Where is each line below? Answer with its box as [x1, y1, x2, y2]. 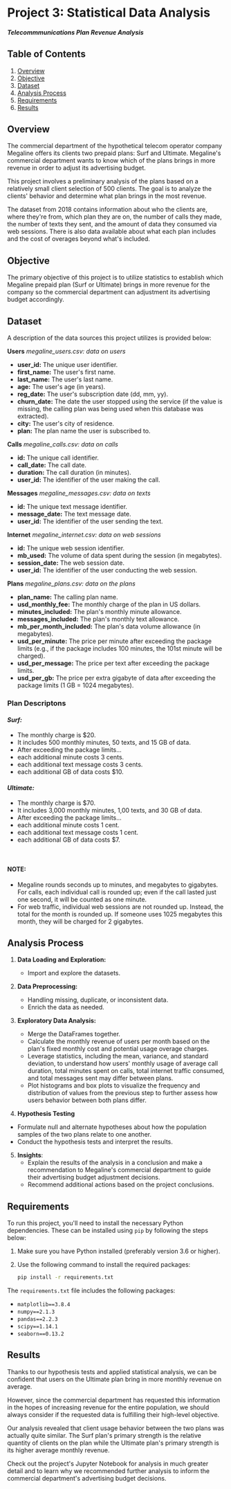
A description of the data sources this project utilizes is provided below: [7, 334, 212, 342]
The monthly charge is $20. [17, 731, 96, 739]
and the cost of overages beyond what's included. [7, 235, 151, 243]
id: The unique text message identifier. [17, 503, 128, 511]
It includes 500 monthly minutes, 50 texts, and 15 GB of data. [17, 739, 192, 747]
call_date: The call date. [17, 461, 86, 469]
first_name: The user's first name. [17, 368, 116, 377]
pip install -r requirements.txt [17, 1274, 114, 1281]
